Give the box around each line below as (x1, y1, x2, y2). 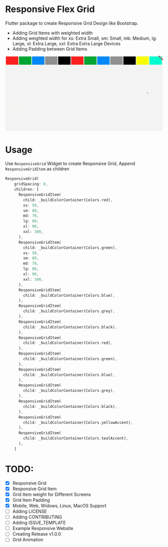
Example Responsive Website (12, 525, 73, 531)
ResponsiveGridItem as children (5, 166, 70, 172)
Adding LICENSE (12, 508, 47, 514)
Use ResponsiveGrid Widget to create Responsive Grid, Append (5, 161, 135, 167)
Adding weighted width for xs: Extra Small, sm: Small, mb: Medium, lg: (12, 35, 157, 41)
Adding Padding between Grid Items (12, 46, 87, 52)
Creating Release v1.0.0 (12, 531, 61, 537)
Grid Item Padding (12, 497, 50, 503)
